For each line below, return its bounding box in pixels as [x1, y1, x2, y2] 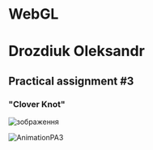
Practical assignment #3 [8, 74, 134, 88]
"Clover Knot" [8, 98, 66, 109]
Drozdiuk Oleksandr [8, 42, 146, 61]
